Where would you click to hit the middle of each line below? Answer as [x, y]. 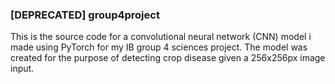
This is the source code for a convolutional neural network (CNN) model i [161, 37]
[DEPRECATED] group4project [85, 15]
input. [22, 69]
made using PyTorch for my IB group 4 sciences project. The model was [159, 47]
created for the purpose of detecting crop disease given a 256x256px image [168, 58]
